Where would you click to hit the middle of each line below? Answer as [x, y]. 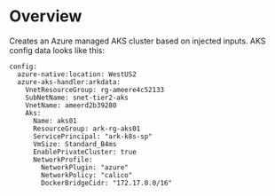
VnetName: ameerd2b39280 [71, 105]
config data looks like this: [57, 50]
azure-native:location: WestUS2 [77, 74]
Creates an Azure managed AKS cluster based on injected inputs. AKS [137, 41]
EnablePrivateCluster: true [85, 152]
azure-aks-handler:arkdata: [69, 82]
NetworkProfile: [63, 160]
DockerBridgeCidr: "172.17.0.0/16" [107, 183]
